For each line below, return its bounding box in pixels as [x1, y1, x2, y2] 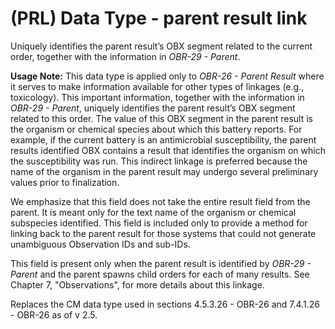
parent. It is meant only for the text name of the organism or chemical [10, 206, 297, 218]
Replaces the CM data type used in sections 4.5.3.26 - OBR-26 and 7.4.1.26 [10, 298, 320, 310]
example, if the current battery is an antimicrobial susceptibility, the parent [10, 133, 317, 146]
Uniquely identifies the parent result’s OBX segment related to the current [10, 40, 313, 52]
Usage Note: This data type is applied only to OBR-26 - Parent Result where [10, 70, 325, 82]
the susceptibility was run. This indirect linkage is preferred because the [10, 155, 308, 167]
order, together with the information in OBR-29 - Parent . [10, 50, 241, 62]
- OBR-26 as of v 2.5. [10, 308, 98, 321]
